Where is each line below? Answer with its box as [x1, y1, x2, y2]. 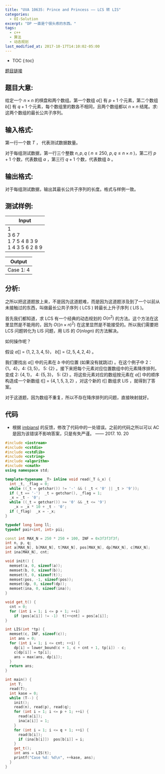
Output [10, 258, 27, 265]
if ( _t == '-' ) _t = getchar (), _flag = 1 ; [9, 491, 102, 496]
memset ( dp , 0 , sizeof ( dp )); [9, 581, 67, 586]
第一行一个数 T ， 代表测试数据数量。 [5, 140, 81, 146]
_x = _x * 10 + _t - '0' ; [14, 504, 67, 509]
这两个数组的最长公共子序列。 [5, 110, 65, 116]
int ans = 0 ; [9, 636, 36, 641]
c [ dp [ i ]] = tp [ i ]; [14, 650, 52, 655]
